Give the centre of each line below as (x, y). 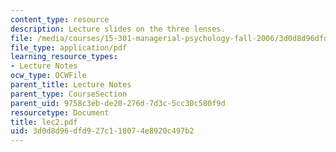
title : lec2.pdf (44, 122)
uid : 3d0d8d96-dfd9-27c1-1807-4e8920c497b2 (102, 131)
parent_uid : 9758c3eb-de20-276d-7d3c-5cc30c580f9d (118, 103)
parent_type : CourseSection (69, 94)
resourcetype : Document (60, 112)
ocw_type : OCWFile (48, 76)
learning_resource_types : (64, 57)
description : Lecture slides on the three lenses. (118, 29)
